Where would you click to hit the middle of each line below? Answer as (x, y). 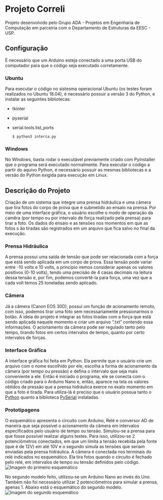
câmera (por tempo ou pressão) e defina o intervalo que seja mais (71, 371)
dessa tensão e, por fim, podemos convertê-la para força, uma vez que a (79, 278)
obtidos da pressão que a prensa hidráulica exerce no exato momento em (79, 387)
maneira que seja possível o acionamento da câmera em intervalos (72, 426)
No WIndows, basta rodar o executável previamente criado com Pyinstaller (80, 160)
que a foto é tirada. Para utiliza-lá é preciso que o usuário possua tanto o (78, 392)
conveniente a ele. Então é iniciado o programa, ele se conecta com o (75, 377)
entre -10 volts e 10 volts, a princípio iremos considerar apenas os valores (79, 267)
